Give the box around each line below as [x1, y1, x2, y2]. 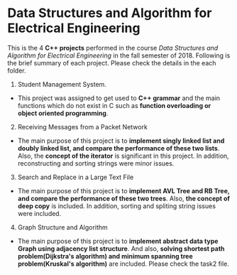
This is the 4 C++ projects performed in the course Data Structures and [7, 43, 219, 52]
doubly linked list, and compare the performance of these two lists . [17, 144, 220, 152]
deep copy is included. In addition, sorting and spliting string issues [17, 201, 216, 210]
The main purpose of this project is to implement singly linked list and [17, 136, 225, 145]
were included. [17, 209, 62, 217]
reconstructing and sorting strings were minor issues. [17, 158, 175, 168]
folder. [7, 66, 26, 75]
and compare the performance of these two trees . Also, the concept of [17, 194, 231, 203]
